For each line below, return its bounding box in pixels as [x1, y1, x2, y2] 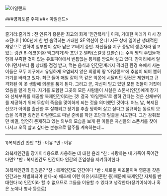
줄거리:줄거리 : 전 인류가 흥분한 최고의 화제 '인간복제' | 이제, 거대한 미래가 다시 [5, 31, 156, 37]
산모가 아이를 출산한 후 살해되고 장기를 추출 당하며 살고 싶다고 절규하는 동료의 [5, 106, 155, 111]
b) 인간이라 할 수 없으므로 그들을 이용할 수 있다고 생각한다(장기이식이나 [18, 180, 156, 185]
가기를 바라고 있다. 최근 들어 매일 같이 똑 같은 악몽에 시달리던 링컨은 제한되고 [5, 75, 154, 81]
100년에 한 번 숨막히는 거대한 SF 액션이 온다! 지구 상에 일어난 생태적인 [22, 37, 158, 43]
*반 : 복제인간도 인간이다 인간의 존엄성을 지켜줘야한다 [16, 157, 120, 162]
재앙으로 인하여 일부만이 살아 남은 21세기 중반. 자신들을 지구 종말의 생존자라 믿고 [5, 44, 161, 49]
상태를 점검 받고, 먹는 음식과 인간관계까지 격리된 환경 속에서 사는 [35, 62, 161, 68]
